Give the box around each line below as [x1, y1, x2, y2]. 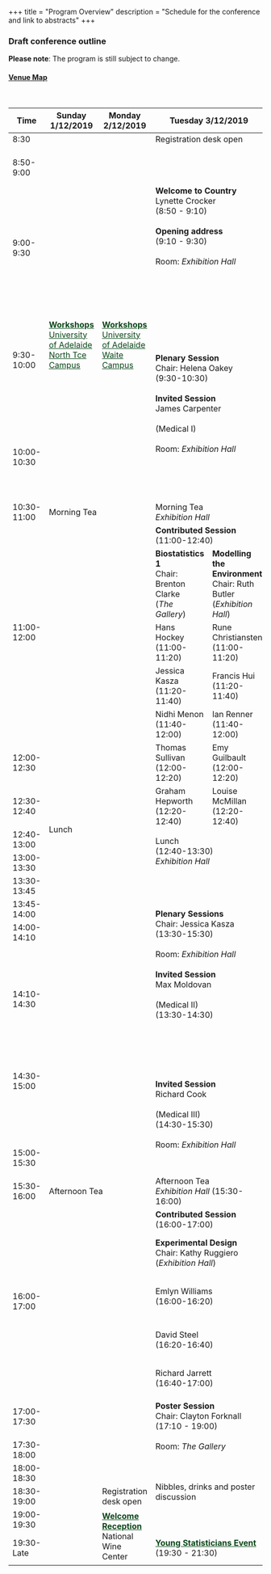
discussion [155, 1491, 197, 1502]
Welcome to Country [155, 185, 237, 196]
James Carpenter [155, 403, 222, 414]
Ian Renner [212, 708, 253, 719]
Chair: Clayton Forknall [155, 1410, 242, 1421]
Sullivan [155, 752, 186, 763]
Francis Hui [212, 670, 256, 682]
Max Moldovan [155, 978, 212, 990]
